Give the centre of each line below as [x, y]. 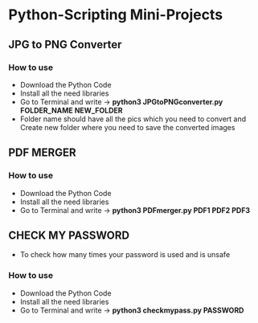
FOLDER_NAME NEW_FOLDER [71, 110]
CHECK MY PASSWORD [69, 235]
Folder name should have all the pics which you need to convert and [133, 119]
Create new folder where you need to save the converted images [127, 127]
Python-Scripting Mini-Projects [116, 15]
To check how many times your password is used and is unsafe [125, 255]
